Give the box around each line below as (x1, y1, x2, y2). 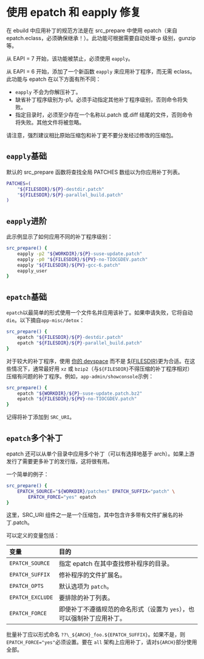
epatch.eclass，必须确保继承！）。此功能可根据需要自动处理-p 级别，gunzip (6, 34, 196, 41)
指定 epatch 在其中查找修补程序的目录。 (58, 559, 174, 568)
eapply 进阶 (6, 216, 47, 226)
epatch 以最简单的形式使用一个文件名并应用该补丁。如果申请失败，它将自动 (6, 309, 193, 316)
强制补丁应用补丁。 (70, 614, 126, 623)
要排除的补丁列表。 (58, 593, 114, 602)
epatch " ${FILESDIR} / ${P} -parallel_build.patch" (17, 340, 143, 346)
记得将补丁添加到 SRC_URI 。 (6, 414, 75, 421)
